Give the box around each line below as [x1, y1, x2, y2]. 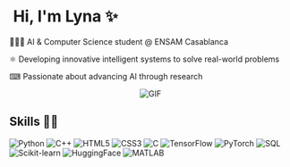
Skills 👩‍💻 [9, 114, 59, 129]
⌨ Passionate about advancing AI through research [9, 71, 203, 81]
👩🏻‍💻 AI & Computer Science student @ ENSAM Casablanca [9, 36, 229, 46]
